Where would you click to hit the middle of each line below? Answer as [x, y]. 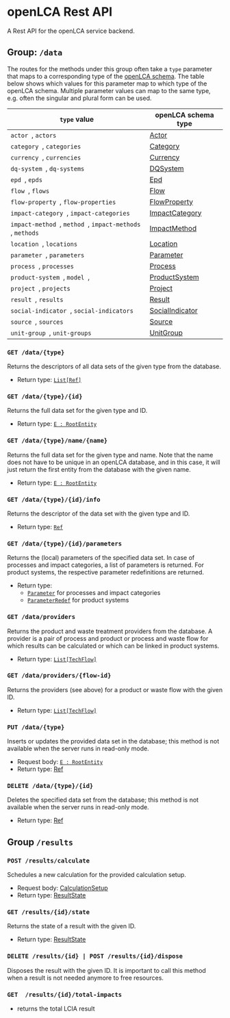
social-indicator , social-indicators [72, 310]
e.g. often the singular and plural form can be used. [79, 98]
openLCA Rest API [60, 12]
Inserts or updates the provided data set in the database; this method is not [113, 741]
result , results [37, 299]
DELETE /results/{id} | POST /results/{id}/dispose [95, 956]
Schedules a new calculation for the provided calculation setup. [97, 875]
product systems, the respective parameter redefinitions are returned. [105, 572]
